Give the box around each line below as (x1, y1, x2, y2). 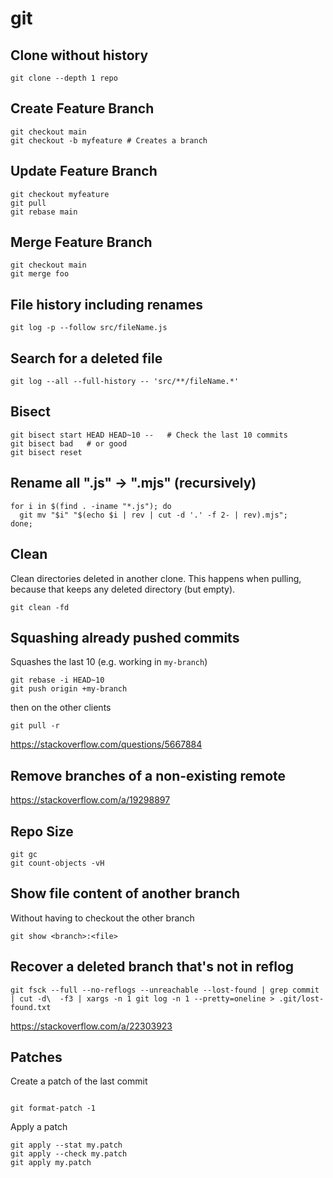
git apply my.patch (10, 1158, 92, 1168)
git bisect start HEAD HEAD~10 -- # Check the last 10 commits (10, 430, 288, 440)
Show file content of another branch (10, 885, 241, 902)
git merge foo (10, 269, 70, 279)
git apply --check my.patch (10, 1149, 128, 1159)
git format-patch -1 (10, 1103, 97, 1114)
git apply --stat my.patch (10, 1140, 123, 1151)
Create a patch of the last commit (10, 1075, 148, 1087)
